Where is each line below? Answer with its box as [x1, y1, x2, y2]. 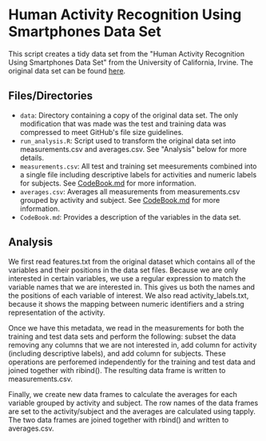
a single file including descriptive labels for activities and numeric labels [19, 169, 257, 179]
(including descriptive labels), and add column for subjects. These [8, 348, 226, 358]
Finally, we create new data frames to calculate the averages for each [8, 389, 238, 399]
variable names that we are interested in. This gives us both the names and [8, 282, 256, 292]
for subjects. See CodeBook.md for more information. [19, 178, 197, 188]
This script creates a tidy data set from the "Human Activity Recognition [8, 49, 245, 58]
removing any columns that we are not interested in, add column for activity [8, 340, 257, 349]
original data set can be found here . [8, 66, 126, 75]
